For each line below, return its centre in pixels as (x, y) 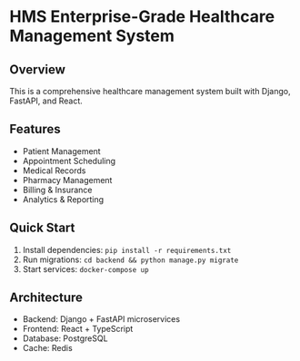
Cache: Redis (47, 348)
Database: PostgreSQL (65, 338)
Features (35, 129)
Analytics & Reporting (63, 199)
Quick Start (42, 228)
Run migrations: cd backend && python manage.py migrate (130, 259)
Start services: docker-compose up (85, 268)
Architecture (46, 298)
